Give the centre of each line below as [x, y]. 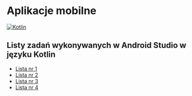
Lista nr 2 [27, 75]
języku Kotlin [31, 55]
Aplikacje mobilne [52, 11]
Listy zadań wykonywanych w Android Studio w [97, 45]
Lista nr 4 [27, 87]
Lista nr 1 [26, 68]
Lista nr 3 [27, 81]
